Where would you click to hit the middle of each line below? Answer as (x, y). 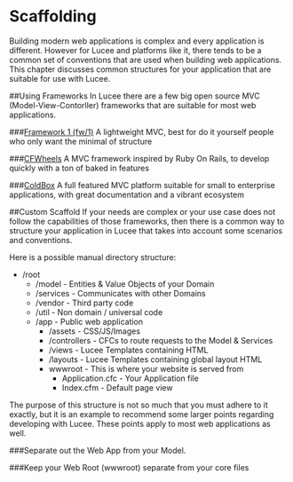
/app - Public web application (89, 321)
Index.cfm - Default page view (117, 387)
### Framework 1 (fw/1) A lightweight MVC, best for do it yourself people (142, 131)
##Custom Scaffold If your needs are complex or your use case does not (143, 211)
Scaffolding (53, 16)
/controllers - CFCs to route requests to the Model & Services (161, 340)
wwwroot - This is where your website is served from (146, 368)
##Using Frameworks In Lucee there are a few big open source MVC (135, 96)
